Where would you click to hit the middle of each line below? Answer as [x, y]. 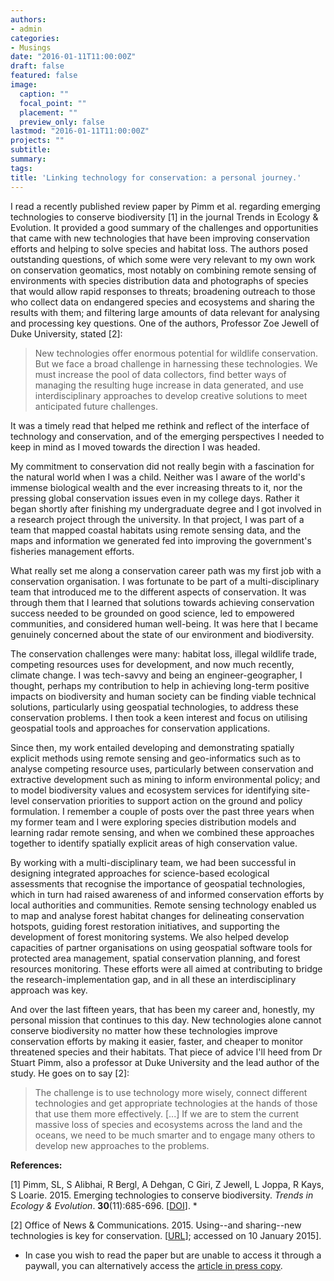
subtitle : [31, 150]
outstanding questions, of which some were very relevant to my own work [163, 259]
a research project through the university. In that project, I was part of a [157, 519]
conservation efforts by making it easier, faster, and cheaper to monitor [157, 1041]
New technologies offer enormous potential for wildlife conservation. [176, 353]
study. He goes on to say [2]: [70, 1073]
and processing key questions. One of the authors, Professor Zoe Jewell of [165, 323]
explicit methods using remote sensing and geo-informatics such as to [155, 758]
